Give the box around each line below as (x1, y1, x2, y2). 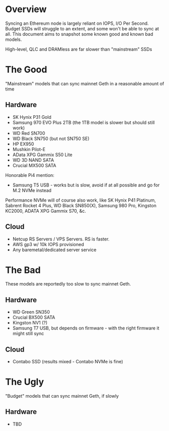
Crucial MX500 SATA (12, 162, 57, 168)
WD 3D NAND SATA (12, 157, 54, 163)
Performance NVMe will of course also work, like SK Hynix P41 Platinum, (5, 197, 156, 203)
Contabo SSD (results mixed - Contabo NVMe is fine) (12, 359, 124, 365)
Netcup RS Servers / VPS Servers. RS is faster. (12, 236, 110, 242)
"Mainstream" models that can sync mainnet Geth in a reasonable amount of (5, 80, 164, 86)
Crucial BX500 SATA (12, 314, 55, 320)
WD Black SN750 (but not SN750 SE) (12, 135, 90, 141)
